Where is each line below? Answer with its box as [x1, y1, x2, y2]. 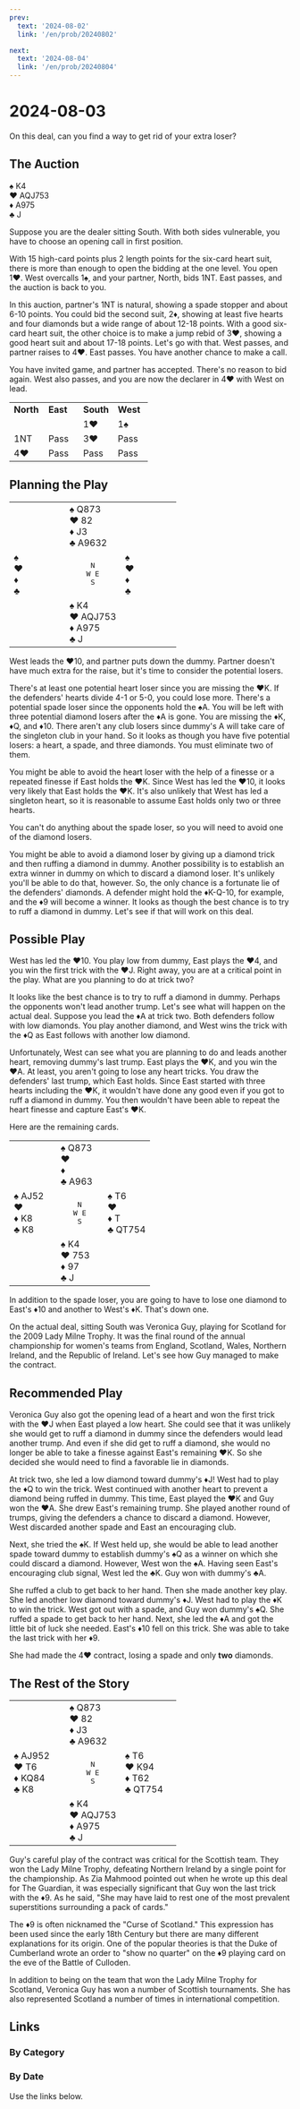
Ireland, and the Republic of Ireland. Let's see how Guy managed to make [9, 1350, 279, 1361]
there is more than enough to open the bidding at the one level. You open [9, 262, 279, 273]
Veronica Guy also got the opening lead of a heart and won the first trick [9, 1410, 275, 1420]
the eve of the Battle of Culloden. [9, 1958, 131, 1968]
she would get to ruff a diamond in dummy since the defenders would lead [9, 1428, 283, 1439]
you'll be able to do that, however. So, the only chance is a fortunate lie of [9, 877, 280, 887]
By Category [9, 2046, 65, 2059]
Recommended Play [9, 1385, 123, 1401]
